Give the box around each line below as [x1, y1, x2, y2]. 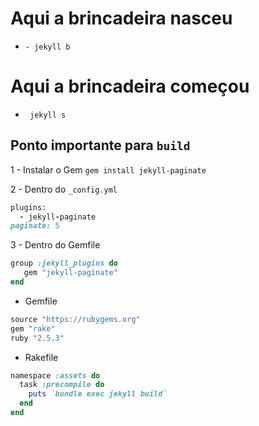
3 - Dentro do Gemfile [10, 239, 101, 251]
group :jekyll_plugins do [10, 258, 118, 269]
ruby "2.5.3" [10, 333, 65, 343]
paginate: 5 [10, 221, 60, 231]
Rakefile [24, 351, 59, 363]
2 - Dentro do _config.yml [10, 183, 118, 195]
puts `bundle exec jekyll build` [28, 389, 168, 399]
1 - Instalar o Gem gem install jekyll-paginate [10, 163, 207, 176]
